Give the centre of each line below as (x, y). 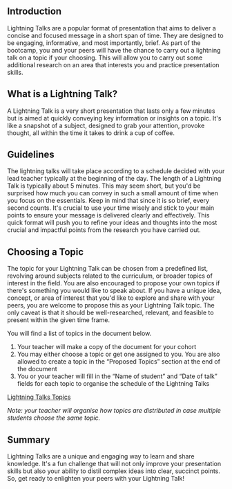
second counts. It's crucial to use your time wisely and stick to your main (111, 208)
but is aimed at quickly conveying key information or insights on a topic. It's (114, 118)
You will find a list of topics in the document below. (79, 334)
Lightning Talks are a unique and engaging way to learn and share (101, 456)
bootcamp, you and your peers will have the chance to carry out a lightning (114, 50)
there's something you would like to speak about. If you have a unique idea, (115, 291)
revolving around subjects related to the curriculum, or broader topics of (110, 276)
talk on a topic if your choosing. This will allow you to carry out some (105, 57)
